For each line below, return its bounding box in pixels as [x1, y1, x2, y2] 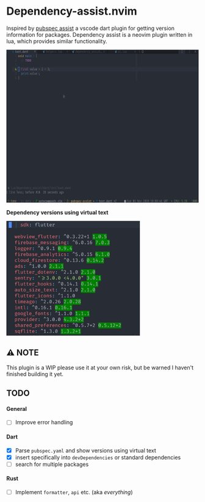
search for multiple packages [15, 460, 89, 468]
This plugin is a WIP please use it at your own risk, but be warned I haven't [6, 364, 194, 371]
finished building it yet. [6, 370, 64, 377]
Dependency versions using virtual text [6, 209, 109, 216]
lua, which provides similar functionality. [6, 37, 107, 45]
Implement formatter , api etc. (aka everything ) [15, 489, 133, 496]
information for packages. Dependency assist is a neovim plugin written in [6, 31, 193, 38]
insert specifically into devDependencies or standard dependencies [15, 454, 181, 461]
